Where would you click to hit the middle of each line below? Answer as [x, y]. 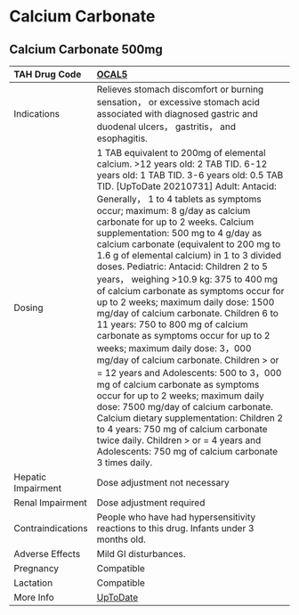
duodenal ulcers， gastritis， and [166, 127]
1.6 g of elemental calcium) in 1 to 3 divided [189, 255]
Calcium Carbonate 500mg [86, 49]
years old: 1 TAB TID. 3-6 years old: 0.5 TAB [190, 175]
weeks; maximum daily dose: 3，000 [174, 348]
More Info [34, 597]
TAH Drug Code [48, 74]
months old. [121, 539]
